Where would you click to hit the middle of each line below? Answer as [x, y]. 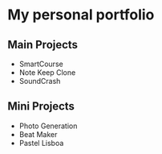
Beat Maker [38, 134]
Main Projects [43, 45]
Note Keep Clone [47, 73]
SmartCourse [41, 64]
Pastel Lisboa [41, 143]
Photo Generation [48, 126]
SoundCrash [40, 81]
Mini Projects [41, 106]
